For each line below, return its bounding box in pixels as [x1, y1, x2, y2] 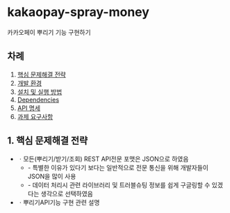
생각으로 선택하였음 [40, 189, 94, 198]
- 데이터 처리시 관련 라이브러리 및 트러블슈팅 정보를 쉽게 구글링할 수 [27, 180, 211, 189]
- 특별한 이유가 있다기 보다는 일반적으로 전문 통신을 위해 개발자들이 [27, 163, 208, 171]
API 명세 [17, 104, 40, 112]
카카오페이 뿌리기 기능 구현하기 [7, 28, 92, 36]
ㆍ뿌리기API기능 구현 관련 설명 [17, 198, 100, 206]
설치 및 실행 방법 [17, 88, 63, 96]
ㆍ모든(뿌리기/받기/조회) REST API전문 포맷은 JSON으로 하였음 [17, 155, 189, 163]
